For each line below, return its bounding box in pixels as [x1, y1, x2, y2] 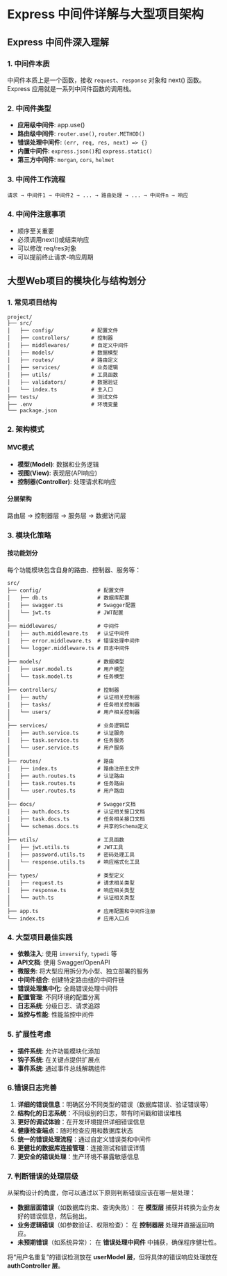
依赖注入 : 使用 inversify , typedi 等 [17, 950, 118, 958]
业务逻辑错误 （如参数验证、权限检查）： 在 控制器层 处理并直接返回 [17, 1221, 208, 1229]
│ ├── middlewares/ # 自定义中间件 [7, 342, 128, 349]
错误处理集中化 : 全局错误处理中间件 [17, 985, 119, 993]
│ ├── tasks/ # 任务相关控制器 [7, 701, 140, 708]
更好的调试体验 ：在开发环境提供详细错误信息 [17, 1117, 146, 1126]
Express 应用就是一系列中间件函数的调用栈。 [7, 84, 135, 92]
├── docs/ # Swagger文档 [7, 800, 136, 807]
